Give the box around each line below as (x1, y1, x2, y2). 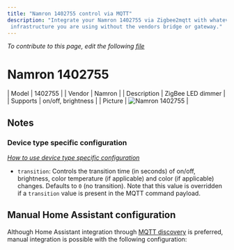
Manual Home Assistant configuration (7, 209, 176, 221)
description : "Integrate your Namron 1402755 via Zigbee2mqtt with (7, 17, 208, 24)
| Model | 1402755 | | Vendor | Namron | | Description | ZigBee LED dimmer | (7, 90, 226, 98)
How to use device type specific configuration (7, 153, 140, 162)
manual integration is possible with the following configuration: (7, 235, 187, 243)
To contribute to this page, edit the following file (7, 42, 145, 51)
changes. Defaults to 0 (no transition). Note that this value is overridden (17, 182, 223, 190)
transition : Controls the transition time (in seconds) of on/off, (17, 167, 196, 175)
